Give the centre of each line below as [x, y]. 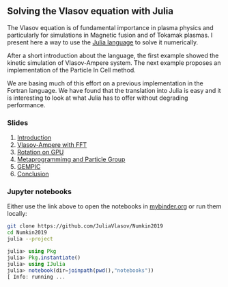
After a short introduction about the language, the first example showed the [113, 55]
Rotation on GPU [40, 152]
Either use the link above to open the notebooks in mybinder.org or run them [114, 206]
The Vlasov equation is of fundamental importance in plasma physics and [110, 27]
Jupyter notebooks [39, 192]
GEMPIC [29, 167]
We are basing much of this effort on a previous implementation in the [105, 83]
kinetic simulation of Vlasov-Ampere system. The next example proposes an [114, 63]
